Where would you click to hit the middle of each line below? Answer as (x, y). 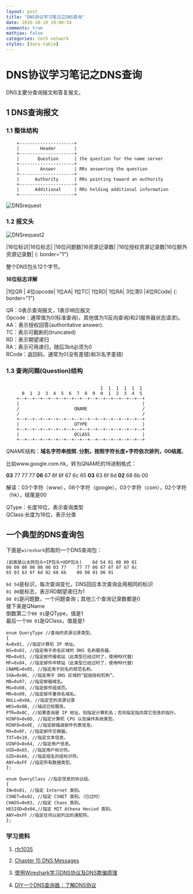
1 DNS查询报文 (32, 113)
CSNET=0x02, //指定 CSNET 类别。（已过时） (54, 796)
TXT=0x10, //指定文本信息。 (37, 738)
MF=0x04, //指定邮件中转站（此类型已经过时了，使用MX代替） (71, 663)
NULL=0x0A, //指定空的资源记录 (41, 700)
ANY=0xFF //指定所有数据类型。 (40, 762)
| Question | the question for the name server (90, 159)
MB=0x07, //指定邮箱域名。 (36, 681)
